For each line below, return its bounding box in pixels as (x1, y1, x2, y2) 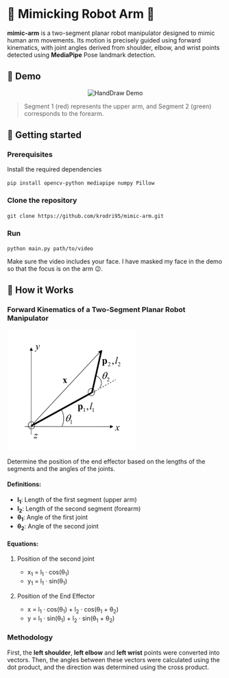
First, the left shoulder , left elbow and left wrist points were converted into (7, 648, 220, 657)
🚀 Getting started (7, 130, 82, 141)
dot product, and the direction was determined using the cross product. (7, 663, 209, 671)
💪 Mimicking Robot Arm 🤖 (7, 6, 155, 22)
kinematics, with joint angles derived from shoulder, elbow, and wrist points (7, 43, 220, 51)
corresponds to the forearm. (23, 109, 104, 117)
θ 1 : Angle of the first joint (16, 513, 88, 523)
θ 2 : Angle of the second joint (16, 522, 99, 532)
